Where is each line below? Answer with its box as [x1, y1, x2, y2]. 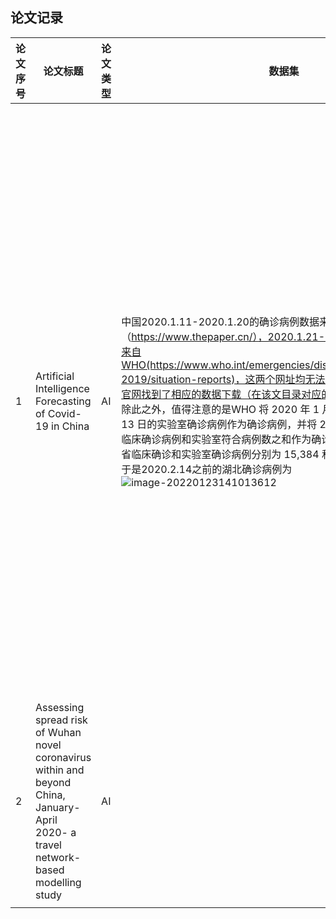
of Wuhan [35, 725, 82, 739]
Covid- [47, 406, 82, 420]
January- [35, 800, 81, 814]
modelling [35, 875, 82, 889]
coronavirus [35, 750, 92, 764]
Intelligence [35, 381, 90, 395]
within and [35, 763, 85, 777]
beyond [35, 775, 72, 789]
